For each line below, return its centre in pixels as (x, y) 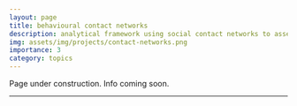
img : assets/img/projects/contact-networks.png (99, 42)
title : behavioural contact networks (79, 26)
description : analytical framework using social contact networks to (140, 34)
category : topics (41, 58)
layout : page (33, 17)
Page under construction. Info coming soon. (89, 83)
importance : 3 (35, 50)
